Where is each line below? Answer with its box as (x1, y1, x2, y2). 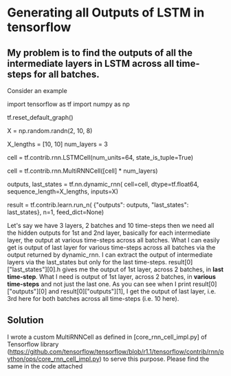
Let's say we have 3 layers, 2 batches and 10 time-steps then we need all (7, 222, 214, 229)
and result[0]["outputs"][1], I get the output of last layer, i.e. (47, 287, 217, 295)
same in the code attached (7, 362, 83, 370)
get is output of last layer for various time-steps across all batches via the (7, 243, 216, 251)
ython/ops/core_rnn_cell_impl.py (7, 355, 100, 363)
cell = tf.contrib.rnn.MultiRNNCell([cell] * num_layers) (7, 167, 158, 175)
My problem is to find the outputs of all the (7, 47, 193, 59)
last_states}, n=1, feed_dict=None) (7, 208, 104, 216)
